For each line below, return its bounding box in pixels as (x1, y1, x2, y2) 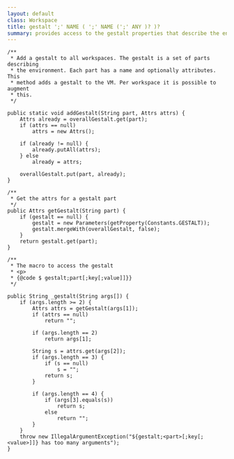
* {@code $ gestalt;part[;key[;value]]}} (10, 275, 132, 282)
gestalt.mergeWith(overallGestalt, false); (32, 226, 160, 233)
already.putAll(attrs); (32, 146, 101, 153)
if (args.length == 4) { (32, 391, 104, 398)
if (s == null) (44, 360, 89, 367)
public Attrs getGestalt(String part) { (7, 207, 127, 215)
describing (7, 61, 39, 68)
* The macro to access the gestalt (10, 262, 114, 269)
